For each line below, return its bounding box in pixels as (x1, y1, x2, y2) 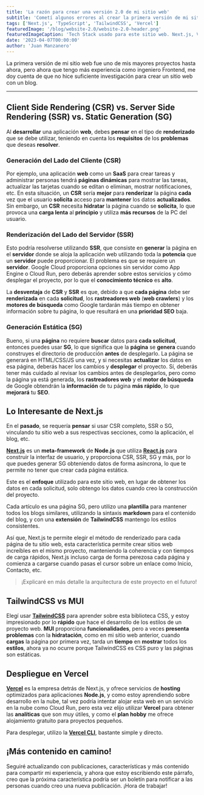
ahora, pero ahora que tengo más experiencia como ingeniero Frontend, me (6, 66, 196, 73)
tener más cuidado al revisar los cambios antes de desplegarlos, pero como (6, 369, 196, 376)
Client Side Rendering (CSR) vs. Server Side (6, 102, 175, 113)
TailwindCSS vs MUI (6, 596, 84, 606)
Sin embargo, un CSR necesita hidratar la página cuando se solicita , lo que (6, 202, 195, 209)
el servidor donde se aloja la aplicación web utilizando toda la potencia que (6, 251, 197, 258)
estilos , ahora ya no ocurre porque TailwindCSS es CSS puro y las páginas (6, 645, 194, 652)
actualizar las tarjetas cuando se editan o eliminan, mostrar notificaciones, (6, 183, 192, 190)
